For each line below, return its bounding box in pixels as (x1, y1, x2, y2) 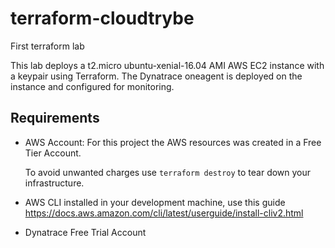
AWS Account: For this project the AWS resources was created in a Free (24, 136, 322, 148)
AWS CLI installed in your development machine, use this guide (24, 196, 286, 208)
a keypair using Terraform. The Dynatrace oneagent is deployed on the (10, 70, 303, 82)
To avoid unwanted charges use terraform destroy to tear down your (24, 166, 312, 178)
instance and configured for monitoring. (10, 80, 175, 92)
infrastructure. (24, 177, 85, 189)
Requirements (10, 110, 100, 127)
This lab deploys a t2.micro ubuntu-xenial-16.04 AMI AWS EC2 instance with (10, 59, 325, 71)
